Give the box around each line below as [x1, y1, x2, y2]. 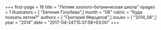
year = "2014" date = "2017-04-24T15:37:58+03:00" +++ [5, 19, 119, 25]
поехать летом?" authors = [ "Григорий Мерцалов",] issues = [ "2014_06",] [5, 15, 157, 20]
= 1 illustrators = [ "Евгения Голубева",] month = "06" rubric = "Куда [5, 9, 143, 15]
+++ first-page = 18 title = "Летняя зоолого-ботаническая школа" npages [5, 4, 155, 10]
